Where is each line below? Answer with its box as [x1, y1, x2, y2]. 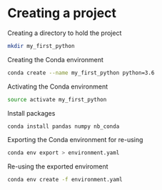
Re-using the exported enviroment [7, 162, 108, 171]
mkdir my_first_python [7, 42, 75, 49]
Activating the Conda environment [7, 82, 108, 91]
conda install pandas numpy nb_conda [7, 123, 120, 130]
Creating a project [7, 5, 116, 21]
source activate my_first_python [7, 96, 107, 103]
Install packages [7, 109, 56, 117]
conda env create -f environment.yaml [7, 176, 123, 184]
